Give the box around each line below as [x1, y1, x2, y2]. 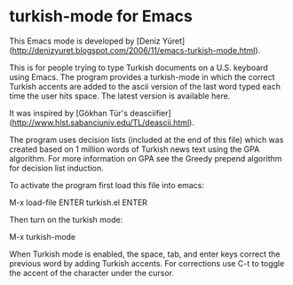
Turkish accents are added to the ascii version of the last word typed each [9, 81, 281, 91]
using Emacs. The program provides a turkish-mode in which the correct [9, 71, 275, 82]
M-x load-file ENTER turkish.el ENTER [9, 197, 148, 208]
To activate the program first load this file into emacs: [9, 179, 205, 190]
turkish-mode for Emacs [9, 6, 193, 27]
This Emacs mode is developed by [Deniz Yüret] [9, 36, 186, 46]
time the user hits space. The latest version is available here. [9, 91, 231, 101]
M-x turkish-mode [9, 231, 76, 241]
